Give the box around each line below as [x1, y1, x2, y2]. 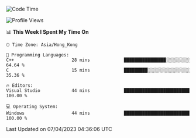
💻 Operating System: [6, 104, 59, 109]
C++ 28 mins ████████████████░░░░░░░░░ [6, 57, 190, 63]
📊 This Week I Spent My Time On [6, 29, 89, 35]
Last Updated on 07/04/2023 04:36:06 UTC [6, 126, 112, 132]
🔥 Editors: [6, 83, 33, 89]
